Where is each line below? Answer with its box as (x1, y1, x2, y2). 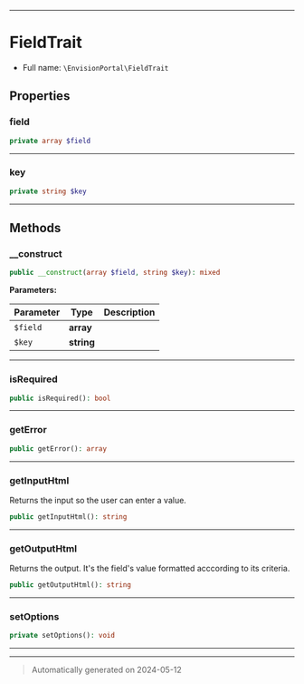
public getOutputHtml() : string (9, 581, 131, 590)
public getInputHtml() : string (9, 512, 128, 522)
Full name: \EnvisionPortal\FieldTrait (22, 62, 169, 73)
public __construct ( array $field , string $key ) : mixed (9, 269, 221, 278)
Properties (9, 88, 71, 104)
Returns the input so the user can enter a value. (9, 494, 187, 505)
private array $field (9, 136, 91, 145)
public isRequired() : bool (9, 394, 111, 403)
